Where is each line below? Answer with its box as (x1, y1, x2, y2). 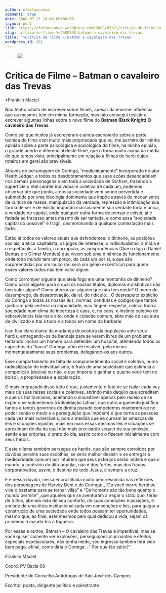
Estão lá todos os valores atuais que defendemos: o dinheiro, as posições (5, 235, 155, 241)
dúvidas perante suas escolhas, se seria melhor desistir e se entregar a (5, 451, 150, 457)
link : (5, 26, 16, 31)
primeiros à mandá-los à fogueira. (5, 518, 74, 524)
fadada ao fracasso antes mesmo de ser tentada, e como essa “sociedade (5, 215, 157, 221)
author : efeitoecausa (5, 7, 50, 12)
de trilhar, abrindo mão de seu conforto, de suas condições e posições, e (5, 498, 154, 503)
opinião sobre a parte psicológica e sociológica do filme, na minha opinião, (5, 142, 158, 148)
